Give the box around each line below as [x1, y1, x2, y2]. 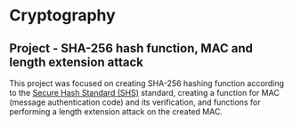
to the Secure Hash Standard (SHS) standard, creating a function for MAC [9, 88, 281, 98]
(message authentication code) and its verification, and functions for [9, 97, 261, 107]
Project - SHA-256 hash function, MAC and [9, 41, 254, 56]
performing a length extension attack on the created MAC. [9, 106, 223, 116]
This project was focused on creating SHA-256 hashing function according [9, 78, 285, 89]
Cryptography [9, 5, 116, 26]
